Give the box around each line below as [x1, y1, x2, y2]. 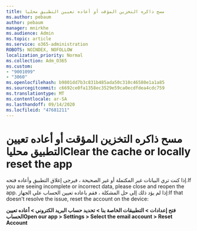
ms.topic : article [6, 36, 51, 42]
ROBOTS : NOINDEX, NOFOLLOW [6, 47, 73, 53]
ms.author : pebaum [6, 14, 51, 20]
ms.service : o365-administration [6, 42, 88, 48]
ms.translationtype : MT [6, 91, 65, 96]
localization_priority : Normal [6, 52, 83, 58]
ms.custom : [6, 63, 33, 69]
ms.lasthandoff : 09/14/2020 [6, 101, 75, 108]
